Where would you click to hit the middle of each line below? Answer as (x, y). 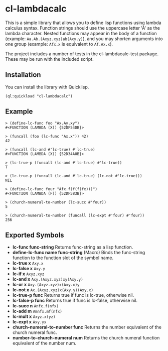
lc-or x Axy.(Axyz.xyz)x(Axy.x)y (46, 285)
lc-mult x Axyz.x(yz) (34, 316)
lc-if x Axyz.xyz (28, 274)
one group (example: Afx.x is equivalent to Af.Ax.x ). (59, 44)
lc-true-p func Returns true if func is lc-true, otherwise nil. (73, 295)
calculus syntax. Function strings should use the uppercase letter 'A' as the (83, 28)
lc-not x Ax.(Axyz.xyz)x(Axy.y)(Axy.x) (53, 290)
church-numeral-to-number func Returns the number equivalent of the (87, 327)
